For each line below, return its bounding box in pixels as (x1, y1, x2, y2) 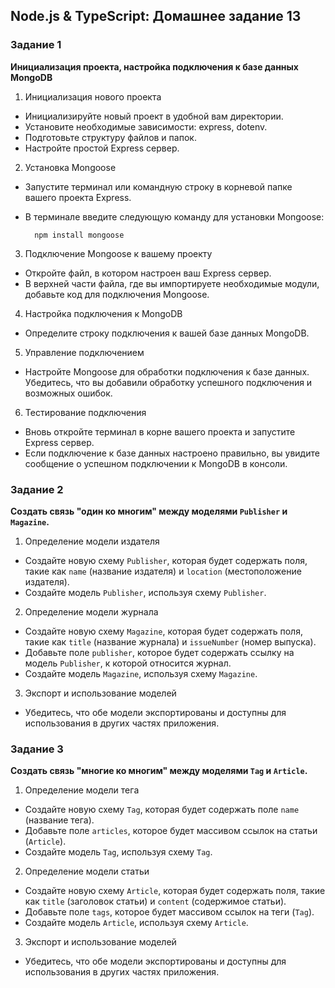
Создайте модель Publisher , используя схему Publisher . (24, 586, 267, 598)
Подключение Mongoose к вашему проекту (24, 247, 213, 259)
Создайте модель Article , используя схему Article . (24, 917, 249, 929)
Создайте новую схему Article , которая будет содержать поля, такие (24, 885, 326, 897)
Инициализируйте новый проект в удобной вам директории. (24, 110, 284, 122)
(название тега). (24, 814, 95, 826)
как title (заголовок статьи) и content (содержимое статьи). (24, 895, 287, 908)
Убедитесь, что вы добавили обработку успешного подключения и (24, 376, 313, 388)
